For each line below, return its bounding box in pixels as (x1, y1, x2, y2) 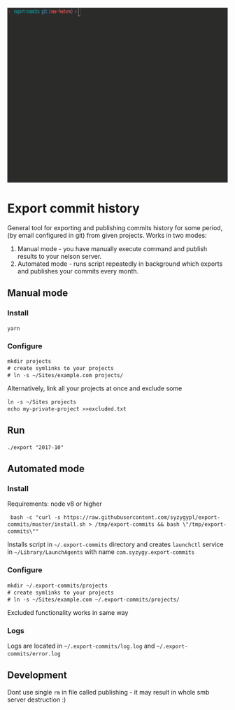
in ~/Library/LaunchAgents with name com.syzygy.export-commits (7, 548, 195, 556)
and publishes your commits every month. (17, 267, 139, 275)
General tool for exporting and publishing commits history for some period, (7, 223, 223, 232)
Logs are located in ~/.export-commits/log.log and (7, 641, 155, 651)
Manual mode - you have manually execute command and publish (17, 244, 208, 253)
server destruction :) (7, 695, 66, 704)
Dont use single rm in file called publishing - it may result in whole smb (7, 688, 210, 696)
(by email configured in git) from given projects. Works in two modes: (7, 231, 208, 239)
